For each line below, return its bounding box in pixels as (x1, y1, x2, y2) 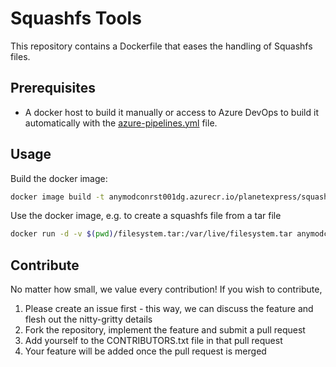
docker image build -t (10, 192, 105, 202)
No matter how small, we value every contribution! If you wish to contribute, (10, 283, 323, 296)
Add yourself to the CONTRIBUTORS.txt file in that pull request (24, 335, 283, 347)
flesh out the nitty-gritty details (24, 313, 153, 326)
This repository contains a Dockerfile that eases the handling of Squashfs (10, 40, 313, 52)
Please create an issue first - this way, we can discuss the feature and (24, 303, 314, 315)
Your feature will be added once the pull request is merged (24, 345, 267, 357)
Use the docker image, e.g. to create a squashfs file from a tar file (10, 210, 282, 222)
